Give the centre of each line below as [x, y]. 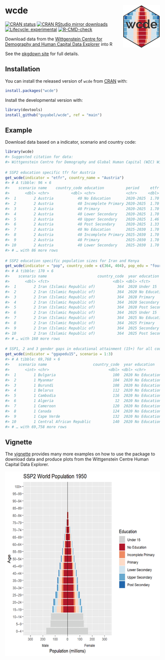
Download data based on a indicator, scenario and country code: [71, 142]
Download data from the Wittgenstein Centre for [54, 39]
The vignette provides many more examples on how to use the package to [80, 454]
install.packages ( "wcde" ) [31, 91]
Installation [23, 69]
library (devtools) [24, 110]
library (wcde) [20, 152]
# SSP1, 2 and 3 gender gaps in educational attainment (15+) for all [79, 349]
